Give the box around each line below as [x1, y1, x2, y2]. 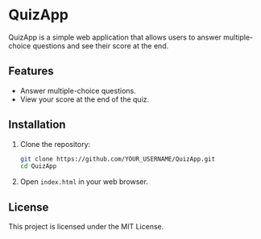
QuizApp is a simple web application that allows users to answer [8, 32, 222, 42]
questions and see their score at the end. [32, 40, 169, 50]
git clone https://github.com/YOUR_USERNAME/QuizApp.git [19, 155, 216, 163]
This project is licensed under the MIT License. [8, 222, 164, 232]
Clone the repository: [19, 139, 91, 149]
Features [8, 65, 54, 78]
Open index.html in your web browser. [19, 177, 149, 187]
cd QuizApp [19, 162, 57, 170]
